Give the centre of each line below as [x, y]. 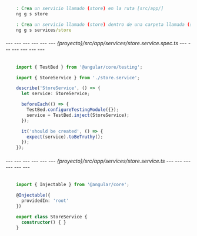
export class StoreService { [52, 217]
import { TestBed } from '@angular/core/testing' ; [79, 67]
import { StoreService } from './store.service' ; [78, 77]
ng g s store [32, 14]
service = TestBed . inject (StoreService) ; [78, 115]
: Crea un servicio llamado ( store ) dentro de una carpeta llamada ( [103, 24]
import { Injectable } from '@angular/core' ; [73, 185]
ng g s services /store [44, 30]
